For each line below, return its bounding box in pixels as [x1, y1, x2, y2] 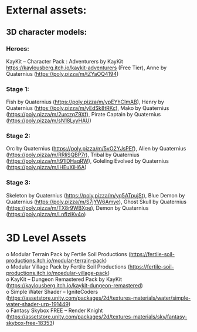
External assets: [6, 4, 87, 17]
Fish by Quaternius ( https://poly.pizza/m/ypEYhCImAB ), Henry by [6, 98, 164, 106]
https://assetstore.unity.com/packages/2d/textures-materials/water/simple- [8, 294, 191, 301]
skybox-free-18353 [6, 319, 53, 326]
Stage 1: [6, 85, 29, 93]
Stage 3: [6, 179, 31, 187]
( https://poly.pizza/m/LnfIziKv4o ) [6, 210, 86, 217]
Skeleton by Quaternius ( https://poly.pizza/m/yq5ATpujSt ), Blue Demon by [6, 192, 185, 199]
